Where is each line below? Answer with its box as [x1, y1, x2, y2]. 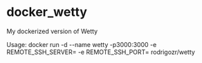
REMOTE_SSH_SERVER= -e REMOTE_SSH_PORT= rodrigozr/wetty [6, 48, 195, 56]
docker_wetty [6, 4, 88, 20]
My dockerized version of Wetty [6, 27, 98, 35]
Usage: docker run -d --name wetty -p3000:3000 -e [6, 40, 157, 48]
